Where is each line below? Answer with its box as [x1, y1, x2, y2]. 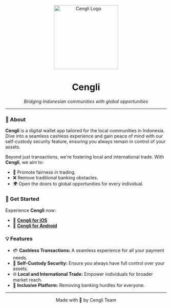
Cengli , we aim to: [5, 159, 44, 166]
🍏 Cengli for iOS [12, 217, 48, 223]
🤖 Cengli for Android [12, 222, 57, 229]
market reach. [12, 277, 42, 283]
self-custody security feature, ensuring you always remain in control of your [5, 138, 166, 145]
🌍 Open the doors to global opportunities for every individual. [12, 181, 144, 187]
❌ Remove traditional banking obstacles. [12, 175, 98, 181]
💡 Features [5, 235, 33, 242]
